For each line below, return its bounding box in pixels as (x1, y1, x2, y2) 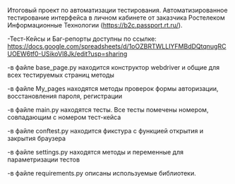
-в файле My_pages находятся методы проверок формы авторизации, (7, 85, 219, 92)
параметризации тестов (7, 155, 80, 164)
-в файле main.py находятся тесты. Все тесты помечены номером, (7, 106, 209, 114)
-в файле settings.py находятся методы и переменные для (7, 148, 183, 156)
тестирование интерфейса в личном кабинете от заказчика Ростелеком (7, 13, 225, 22)
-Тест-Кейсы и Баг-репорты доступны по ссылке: (7, 35, 157, 43)
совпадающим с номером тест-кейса (7, 113, 121, 121)
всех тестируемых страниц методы (7, 70, 115, 79)
